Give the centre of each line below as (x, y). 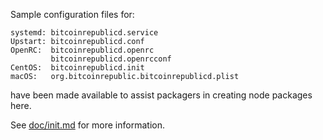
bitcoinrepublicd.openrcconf (111, 59)
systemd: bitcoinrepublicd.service (84, 33)
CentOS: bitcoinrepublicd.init (77, 68)
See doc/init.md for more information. (87, 125)
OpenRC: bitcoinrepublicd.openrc (82, 50)
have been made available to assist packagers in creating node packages (161, 95)
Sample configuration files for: (72, 14)
